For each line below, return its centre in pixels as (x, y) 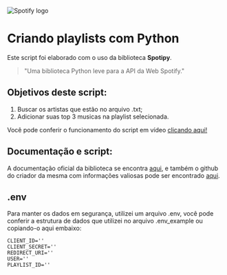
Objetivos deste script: (57, 93)
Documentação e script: (60, 152)
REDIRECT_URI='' (30, 253)
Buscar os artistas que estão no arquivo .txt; (80, 109)
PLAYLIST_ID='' (29, 265)
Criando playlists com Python (93, 39)
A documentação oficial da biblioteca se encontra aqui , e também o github (113, 168)
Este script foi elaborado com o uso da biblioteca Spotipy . (89, 57)
